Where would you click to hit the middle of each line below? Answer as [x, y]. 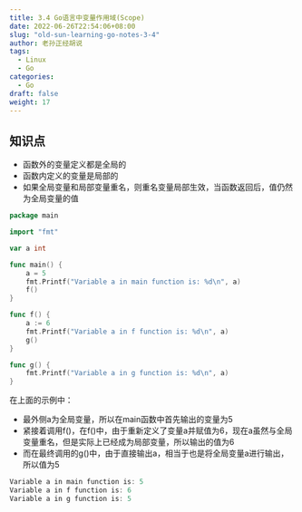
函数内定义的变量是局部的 [70, 176]
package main [34, 216]
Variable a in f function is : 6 [70, 490]
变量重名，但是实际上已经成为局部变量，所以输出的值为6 [128, 442]
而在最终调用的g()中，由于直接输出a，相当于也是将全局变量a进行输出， [156, 453]
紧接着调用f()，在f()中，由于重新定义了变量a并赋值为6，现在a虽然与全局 [157, 430]
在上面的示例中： [41, 401]
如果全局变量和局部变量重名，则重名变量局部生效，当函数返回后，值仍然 [157, 188]
